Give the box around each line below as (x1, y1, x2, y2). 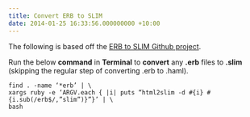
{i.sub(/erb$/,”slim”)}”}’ (8, 95, 99, 103)
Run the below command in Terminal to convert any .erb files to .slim (8, 57, 243, 67)
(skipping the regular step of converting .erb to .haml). (8, 65, 189, 75)
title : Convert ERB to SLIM (8, 11, 103, 20)
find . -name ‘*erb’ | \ (8, 81, 92, 90)
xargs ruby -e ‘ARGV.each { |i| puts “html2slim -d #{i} (8, 88, 204, 97)
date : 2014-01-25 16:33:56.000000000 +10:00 (8, 19, 160, 27)
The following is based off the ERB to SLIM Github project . (8, 41, 202, 51)
